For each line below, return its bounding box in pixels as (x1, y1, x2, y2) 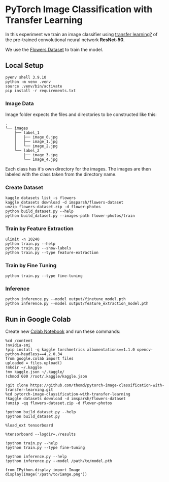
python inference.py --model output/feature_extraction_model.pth (5, 301, 149, 306)
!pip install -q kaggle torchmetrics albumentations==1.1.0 (5, 347, 136, 352)
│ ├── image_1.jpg (14, 139, 58, 145)
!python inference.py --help (5, 454, 67, 459)
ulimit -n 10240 (5, 237, 40, 242)
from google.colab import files (5, 356, 74, 361)
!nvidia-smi (5, 343, 30, 348)
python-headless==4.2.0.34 (5, 352, 62, 357)
